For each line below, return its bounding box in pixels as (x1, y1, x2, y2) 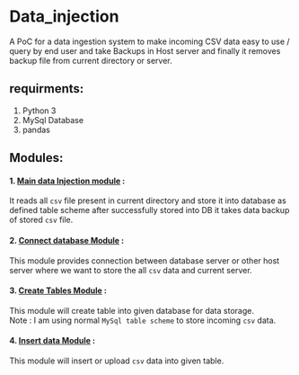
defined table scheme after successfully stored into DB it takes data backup (9, 205, 290, 216)
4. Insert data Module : (9, 335, 96, 346)
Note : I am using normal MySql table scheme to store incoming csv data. (9, 315, 277, 326)
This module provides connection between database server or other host (9, 254, 280, 266)
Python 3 (22, 105, 57, 116)
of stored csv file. (9, 214, 74, 226)
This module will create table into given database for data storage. (9, 305, 254, 316)
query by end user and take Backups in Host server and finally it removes (9, 45, 281, 56)
